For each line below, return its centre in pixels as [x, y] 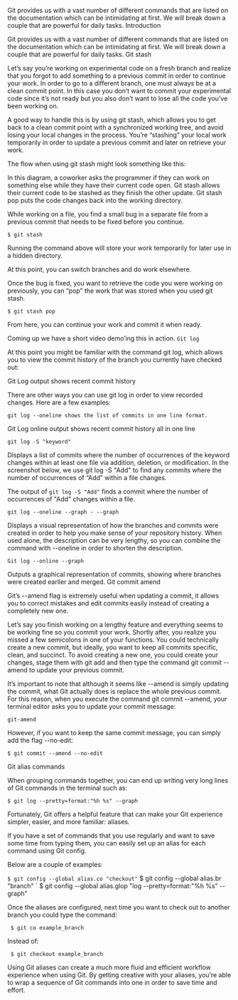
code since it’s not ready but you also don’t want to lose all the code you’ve [118, 98]
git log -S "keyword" [39, 442]
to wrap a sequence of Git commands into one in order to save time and [113, 983]
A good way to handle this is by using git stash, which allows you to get [112, 120]
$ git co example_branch [47, 928]
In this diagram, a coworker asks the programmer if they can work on [108, 178]
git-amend [22, 719]
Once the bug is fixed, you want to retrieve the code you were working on [115, 283]
